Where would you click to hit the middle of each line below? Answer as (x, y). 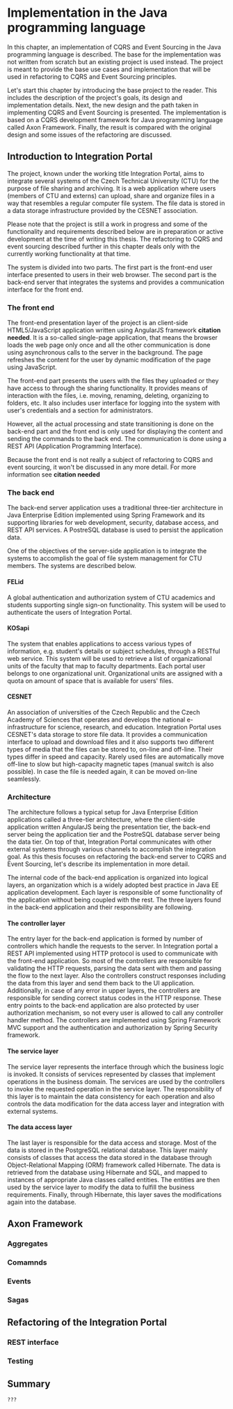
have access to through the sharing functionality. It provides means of (107, 388)
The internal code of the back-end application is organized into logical (108, 878)
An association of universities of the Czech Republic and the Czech (104, 712)
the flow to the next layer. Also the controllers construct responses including (116, 976)
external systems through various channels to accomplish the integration (112, 849)
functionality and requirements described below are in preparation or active (115, 231)
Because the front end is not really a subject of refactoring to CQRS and (110, 460)
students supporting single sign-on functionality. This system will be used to (116, 604)
